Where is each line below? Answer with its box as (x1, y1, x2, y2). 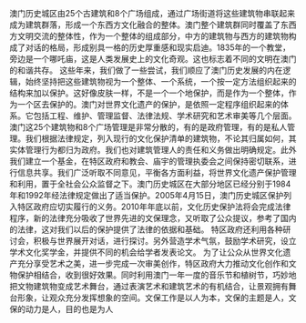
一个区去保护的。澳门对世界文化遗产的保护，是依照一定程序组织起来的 (16, 99, 280, 109)
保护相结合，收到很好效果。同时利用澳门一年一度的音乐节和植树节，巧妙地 (16, 269, 297, 280)
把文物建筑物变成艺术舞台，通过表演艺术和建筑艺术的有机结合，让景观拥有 (9, 281, 289, 291)
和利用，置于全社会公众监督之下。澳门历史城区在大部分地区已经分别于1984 (9, 178, 291, 189)
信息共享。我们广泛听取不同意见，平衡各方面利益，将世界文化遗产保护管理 (16, 167, 297, 177)
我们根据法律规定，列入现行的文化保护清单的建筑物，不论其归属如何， (25, 133, 289, 144)
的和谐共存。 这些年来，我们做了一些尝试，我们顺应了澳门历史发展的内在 (9, 65, 283, 76)
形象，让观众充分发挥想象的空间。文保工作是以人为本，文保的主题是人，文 (16, 292, 297, 303)
